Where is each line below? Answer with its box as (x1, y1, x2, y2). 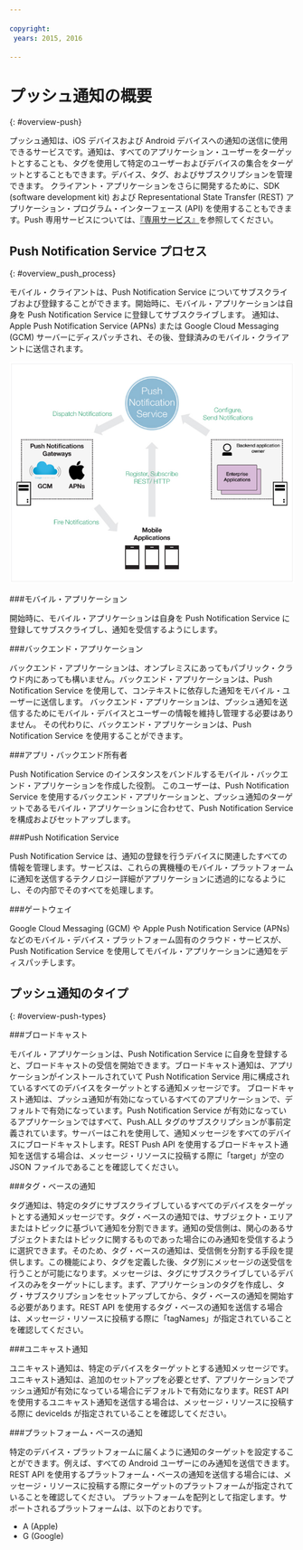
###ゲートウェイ (9, 904, 72, 914)
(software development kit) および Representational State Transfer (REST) (9, 192, 284, 203)
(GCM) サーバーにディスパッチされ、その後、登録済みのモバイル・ (9, 332, 258, 343)
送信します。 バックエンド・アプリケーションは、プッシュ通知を (40, 696, 280, 707)
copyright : (9, 24, 51, 33)
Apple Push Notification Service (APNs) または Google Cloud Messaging (9, 321, 279, 331)
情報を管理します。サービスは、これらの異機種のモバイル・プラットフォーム (9, 862, 294, 873)
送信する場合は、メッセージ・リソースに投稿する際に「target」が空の (24, 1149, 285, 1161)
